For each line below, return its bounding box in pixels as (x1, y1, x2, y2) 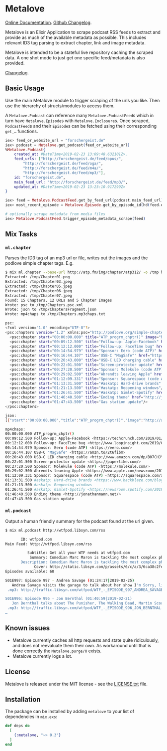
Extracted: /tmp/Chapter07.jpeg (5, 293, 72, 298)
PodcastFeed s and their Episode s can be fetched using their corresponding (5, 123, 157, 129)
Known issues (5, 624, 50, 632)
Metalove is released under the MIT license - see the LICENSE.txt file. (5, 681, 148, 687)
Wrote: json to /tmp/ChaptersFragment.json (5, 307, 97, 312)
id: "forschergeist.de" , (14, 175, 66, 180)
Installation (5, 695, 41, 704)
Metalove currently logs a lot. (12, 653, 73, 659)
